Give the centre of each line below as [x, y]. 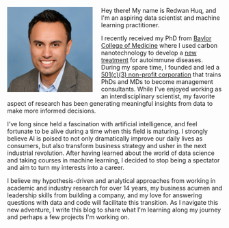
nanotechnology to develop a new [149, 53]
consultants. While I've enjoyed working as [162, 89]
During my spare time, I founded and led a [161, 67]
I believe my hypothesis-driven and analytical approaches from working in [111, 181]
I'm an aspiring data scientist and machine [161, 18]
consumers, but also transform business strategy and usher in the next [107, 146]
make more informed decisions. [52, 111]
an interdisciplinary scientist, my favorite [158, 96]
